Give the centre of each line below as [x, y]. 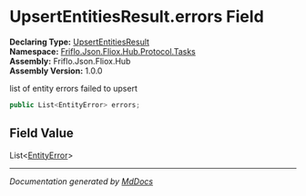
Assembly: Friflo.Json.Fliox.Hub [70, 61]
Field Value [42, 133]
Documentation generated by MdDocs [81, 181]
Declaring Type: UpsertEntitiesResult [80, 42]
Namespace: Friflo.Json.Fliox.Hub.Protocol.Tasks [102, 51]
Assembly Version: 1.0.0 [56, 71]
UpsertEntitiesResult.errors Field [137, 17]
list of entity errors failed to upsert [74, 88]
